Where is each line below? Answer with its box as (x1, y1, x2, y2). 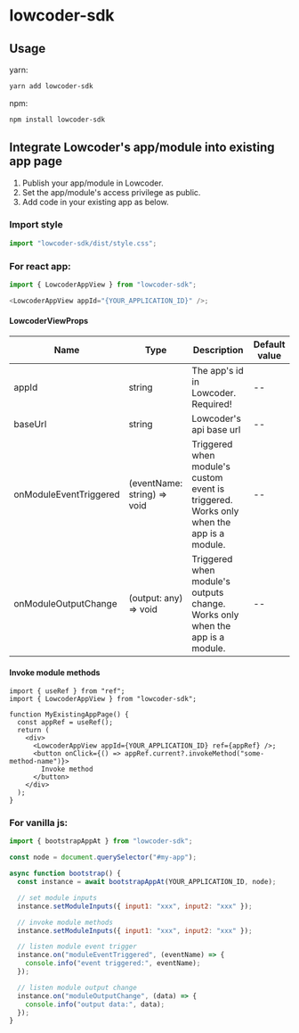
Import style (9, 219, 64, 231)
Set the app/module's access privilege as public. (21, 186, 201, 197)
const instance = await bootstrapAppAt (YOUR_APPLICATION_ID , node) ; (17, 878, 277, 887)
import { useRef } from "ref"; (9, 687, 125, 696)
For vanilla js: (9, 817, 69, 830)
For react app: (9, 260, 71, 272)
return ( (17, 726, 50, 735)
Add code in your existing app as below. (21, 196, 169, 207)
